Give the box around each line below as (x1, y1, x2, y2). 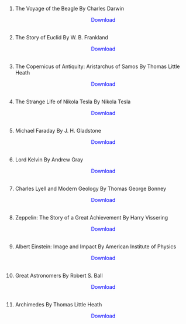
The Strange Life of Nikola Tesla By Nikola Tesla (15, 98, 131, 105)
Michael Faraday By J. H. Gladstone (15, 127, 102, 134)
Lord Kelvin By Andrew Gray (15, 156, 84, 163)
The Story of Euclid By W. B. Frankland (15, 34, 109, 41)
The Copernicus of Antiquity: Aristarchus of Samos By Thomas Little (15, 63, 180, 70)
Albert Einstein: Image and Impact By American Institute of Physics (15, 243, 177, 250)
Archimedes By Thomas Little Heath (15, 301, 102, 308)
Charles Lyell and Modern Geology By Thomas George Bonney (15, 185, 166, 192)
